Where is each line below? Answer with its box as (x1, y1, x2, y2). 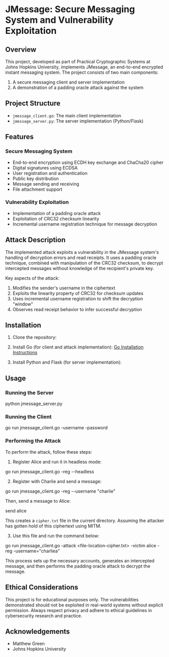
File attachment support (12, 186, 63, 192)
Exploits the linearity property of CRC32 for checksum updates (12, 290, 144, 296)
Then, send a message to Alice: (5, 498, 71, 504)
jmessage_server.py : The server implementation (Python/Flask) (12, 118, 144, 124)
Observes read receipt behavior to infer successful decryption (12, 306, 142, 312)
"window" (12, 301, 34, 307)
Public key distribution (12, 176, 59, 182)
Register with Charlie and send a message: (12, 478, 102, 484)
